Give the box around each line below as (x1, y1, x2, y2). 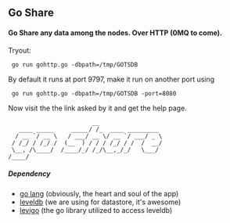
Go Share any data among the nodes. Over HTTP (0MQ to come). (8, 27, 223, 38)
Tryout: (8, 45, 31, 55)
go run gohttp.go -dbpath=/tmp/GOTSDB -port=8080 (11, 89, 177, 97)
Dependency (8, 169, 51, 178)
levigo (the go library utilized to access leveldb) (19, 205, 173, 214)
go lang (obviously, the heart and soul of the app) (19, 189, 179, 198)
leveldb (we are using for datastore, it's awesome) (19, 197, 181, 207)
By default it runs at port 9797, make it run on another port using (8, 74, 215, 84)
